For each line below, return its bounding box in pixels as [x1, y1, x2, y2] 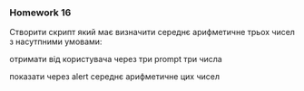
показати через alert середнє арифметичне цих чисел [9, 71, 221, 82]
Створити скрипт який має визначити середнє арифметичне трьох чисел [9, 27, 295, 38]
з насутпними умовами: [9, 36, 103, 47]
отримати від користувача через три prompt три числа [9, 54, 222, 65]
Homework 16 [9, 6, 72, 19]
